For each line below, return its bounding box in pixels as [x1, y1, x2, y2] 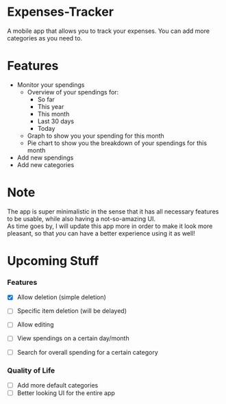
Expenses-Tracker [7, 4, 114, 20]
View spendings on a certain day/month [16, 334, 129, 342]
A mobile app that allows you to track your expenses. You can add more [7, 27, 210, 35]
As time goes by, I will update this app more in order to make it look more [7, 222, 213, 230]
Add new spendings [16, 153, 74, 162]
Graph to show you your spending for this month [27, 131, 164, 140]
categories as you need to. [7, 34, 83, 42]
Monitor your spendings [16, 80, 85, 89]
